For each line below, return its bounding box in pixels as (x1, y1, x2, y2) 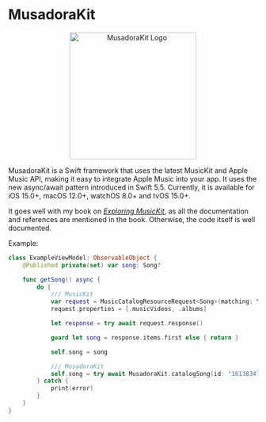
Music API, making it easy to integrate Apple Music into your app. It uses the (8, 174, 257, 183)
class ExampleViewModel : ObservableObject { (8, 254, 158, 262)
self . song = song (50, 347, 108, 356)
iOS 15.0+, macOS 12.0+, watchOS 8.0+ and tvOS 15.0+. (8, 190, 192, 200)
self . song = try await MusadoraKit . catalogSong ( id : (50, 370, 225, 378)
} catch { (36, 377, 69, 386)
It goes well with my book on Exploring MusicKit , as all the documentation (8, 206, 249, 216)
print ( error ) (50, 385, 93, 393)
